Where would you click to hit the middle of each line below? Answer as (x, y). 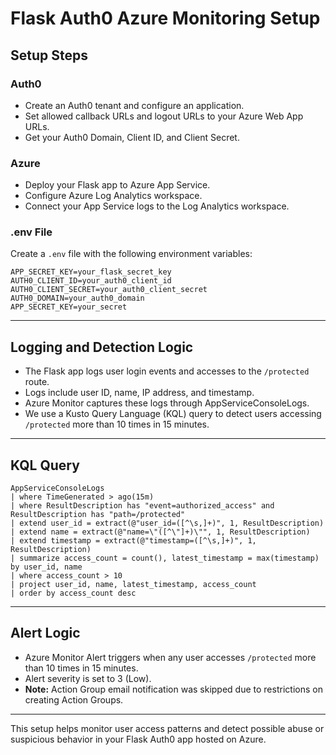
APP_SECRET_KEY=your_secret (69, 307)
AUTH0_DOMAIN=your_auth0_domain (77, 298)
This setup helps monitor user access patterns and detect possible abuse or (167, 728)
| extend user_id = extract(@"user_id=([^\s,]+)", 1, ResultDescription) (167, 523)
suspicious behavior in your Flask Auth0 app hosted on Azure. (138, 739)
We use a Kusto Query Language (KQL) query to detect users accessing (173, 414)
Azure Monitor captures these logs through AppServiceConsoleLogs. (167, 403)
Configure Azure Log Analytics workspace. (113, 196)
